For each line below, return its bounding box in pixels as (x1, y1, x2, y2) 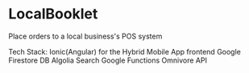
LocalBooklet (8, 5, 98, 23)
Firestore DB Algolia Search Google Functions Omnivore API (8, 55, 208, 65)
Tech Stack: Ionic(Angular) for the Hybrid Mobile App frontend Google (8, 47, 242, 56)
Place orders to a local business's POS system (8, 31, 163, 41)
